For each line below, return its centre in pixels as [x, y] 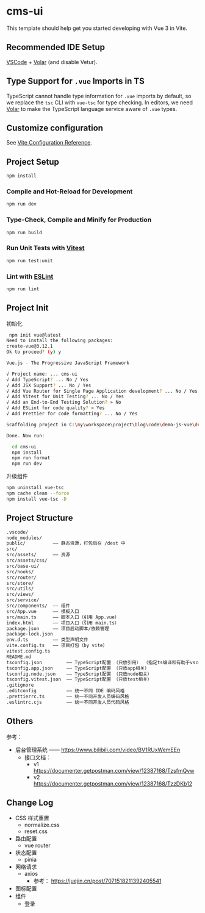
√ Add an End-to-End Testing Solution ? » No [64, 403]
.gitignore [20, 685]
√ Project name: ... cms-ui [42, 374]
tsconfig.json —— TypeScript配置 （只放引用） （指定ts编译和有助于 [98, 662]
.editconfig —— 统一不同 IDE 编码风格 [66, 691]
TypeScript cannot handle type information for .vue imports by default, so [99, 96]
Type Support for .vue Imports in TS [75, 81]
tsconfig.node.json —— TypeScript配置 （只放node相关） [79, 674]
